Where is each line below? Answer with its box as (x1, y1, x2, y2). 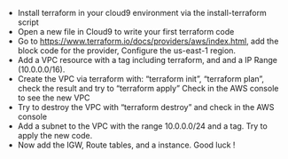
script (17, 17, 40, 28)
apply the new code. (17, 131, 93, 140)
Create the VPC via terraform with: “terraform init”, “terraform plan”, (17, 74, 264, 83)
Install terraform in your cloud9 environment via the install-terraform (17, 8, 268, 18)
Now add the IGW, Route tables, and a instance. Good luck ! (17, 139, 236, 150)
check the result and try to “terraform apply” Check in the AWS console (17, 83, 279, 93)
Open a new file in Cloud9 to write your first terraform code (17, 27, 235, 36)
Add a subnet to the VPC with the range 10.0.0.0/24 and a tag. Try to (17, 121, 268, 131)
